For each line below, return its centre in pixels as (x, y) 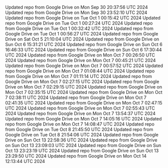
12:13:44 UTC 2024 (25, 161)
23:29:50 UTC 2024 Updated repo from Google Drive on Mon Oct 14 (76, 156)
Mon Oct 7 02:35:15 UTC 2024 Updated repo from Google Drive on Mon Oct (84, 92)
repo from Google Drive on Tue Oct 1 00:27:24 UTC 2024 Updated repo (79, 23)
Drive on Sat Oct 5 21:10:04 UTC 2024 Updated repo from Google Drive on (82, 39)
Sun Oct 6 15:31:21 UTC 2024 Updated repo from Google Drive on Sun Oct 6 (84, 44)
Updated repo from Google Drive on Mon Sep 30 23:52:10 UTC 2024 (76, 12)
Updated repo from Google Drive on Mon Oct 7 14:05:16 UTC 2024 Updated (83, 119)
